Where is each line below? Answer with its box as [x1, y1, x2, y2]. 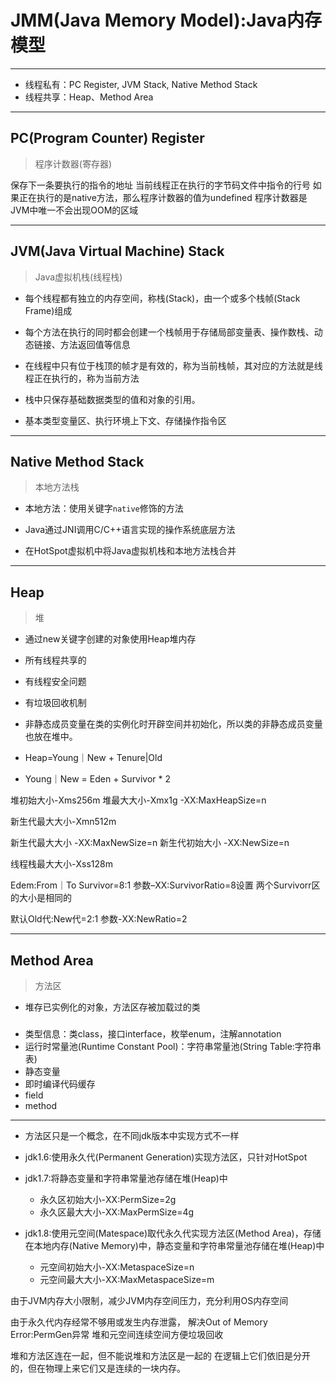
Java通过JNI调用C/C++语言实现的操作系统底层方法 [24, 524, 236, 536]
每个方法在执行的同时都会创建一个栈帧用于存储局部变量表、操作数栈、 [24, 326, 315, 338]
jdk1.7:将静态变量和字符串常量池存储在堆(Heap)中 [24, 1172, 228, 1184]
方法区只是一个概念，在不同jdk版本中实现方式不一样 [24, 1129, 240, 1141]
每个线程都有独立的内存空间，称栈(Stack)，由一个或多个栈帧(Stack [24, 292, 301, 304]
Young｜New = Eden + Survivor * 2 [24, 773, 172, 785]
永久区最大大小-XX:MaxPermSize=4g [39, 1206, 195, 1218]
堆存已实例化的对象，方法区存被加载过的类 [24, 1001, 201, 1013]
